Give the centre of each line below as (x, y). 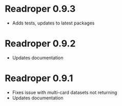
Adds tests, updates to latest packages (53, 23)
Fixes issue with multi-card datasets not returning (65, 92)
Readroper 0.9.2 (40, 44)
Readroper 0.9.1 (39, 78)
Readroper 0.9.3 (40, 9)
